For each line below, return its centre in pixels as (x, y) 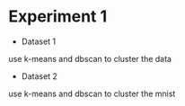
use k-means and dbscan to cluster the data (90, 58)
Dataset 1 (39, 41)
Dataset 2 (39, 76)
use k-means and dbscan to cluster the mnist (92, 93)
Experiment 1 (58, 17)
